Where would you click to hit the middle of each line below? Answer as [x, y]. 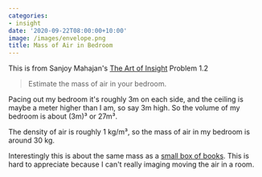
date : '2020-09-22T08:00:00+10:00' [68, 30]
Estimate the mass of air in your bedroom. [97, 84]
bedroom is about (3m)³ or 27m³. [63, 116]
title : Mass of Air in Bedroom [61, 46]
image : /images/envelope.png [57, 38]
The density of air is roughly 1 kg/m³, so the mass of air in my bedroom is [129, 132]
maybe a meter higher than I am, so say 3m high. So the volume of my [124, 108]
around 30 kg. [31, 140]
